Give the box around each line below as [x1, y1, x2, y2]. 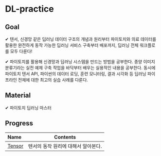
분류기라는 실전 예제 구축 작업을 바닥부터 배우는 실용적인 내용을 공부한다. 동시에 [5, 65, 156, 70]
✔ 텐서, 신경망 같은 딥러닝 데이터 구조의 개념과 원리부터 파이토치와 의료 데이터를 [5, 36, 157, 42]
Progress [5, 119, 33, 127]
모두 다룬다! [10, 49, 33, 54]
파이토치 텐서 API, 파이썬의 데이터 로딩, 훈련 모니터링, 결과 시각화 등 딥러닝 [5, 71, 147, 76]
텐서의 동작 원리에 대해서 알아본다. [28, 142, 102, 149]
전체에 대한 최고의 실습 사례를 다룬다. [18, 77, 89, 83]
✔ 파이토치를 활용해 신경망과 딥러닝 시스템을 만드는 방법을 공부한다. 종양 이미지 [5, 59, 156, 64]
